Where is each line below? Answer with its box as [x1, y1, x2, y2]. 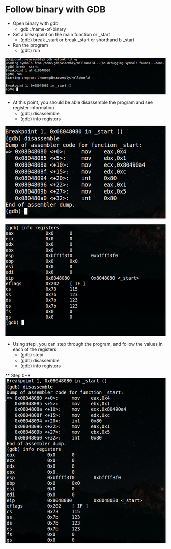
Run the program [12, 42, 48, 48]
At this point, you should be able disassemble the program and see [12, 99, 153, 105]
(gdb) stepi [20, 351, 44, 358]
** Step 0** [5, 372, 31, 378]
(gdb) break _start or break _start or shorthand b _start [20, 37, 135, 43]
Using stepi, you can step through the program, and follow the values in [12, 341, 163, 347]
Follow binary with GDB [5, 4, 106, 15]
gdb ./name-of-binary [20, 25, 66, 32]
